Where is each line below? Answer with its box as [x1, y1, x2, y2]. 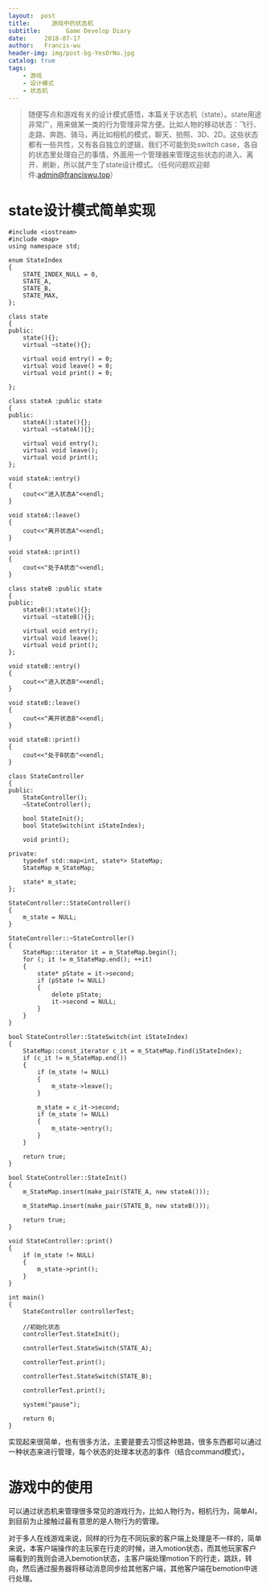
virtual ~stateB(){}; [22, 613, 95, 621]
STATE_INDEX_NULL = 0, [22, 270, 99, 278]
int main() [8, 1293, 45, 1302]
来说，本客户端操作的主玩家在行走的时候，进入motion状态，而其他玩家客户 [8, 1544, 257, 1553]
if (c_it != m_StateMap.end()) [22, 1054, 128, 1062]
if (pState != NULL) [37, 977, 106, 985]
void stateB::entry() [8, 662, 81, 670]
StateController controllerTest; [22, 1308, 135, 1316]
